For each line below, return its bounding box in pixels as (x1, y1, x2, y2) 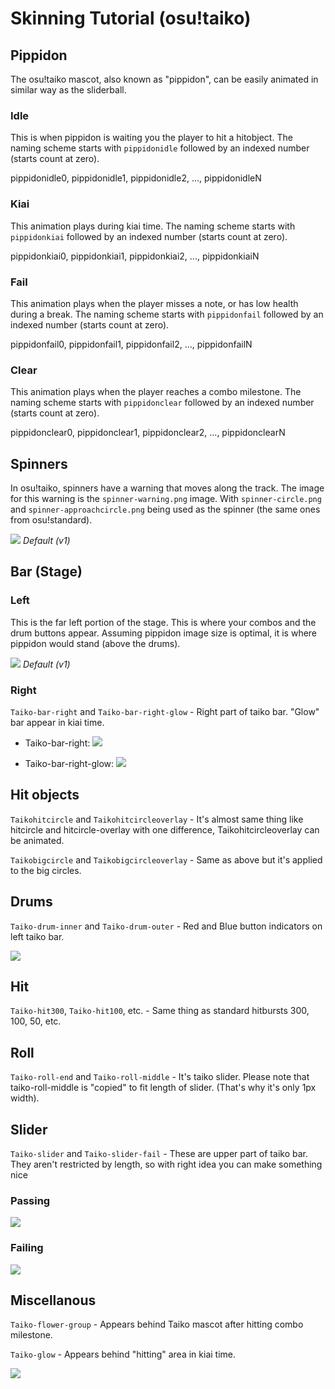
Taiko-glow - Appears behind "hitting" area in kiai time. (10, 1348, 237, 1361)
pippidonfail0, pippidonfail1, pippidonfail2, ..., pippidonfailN (10, 338, 253, 350)
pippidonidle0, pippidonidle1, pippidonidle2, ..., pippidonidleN (10, 172, 262, 184)
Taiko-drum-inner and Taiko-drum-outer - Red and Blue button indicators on (10, 920, 323, 932)
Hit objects (10, 787, 80, 804)
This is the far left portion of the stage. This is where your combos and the (10, 616, 317, 628)
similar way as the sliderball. (10, 84, 127, 96)
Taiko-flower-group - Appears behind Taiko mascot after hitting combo (10, 1318, 304, 1331)
